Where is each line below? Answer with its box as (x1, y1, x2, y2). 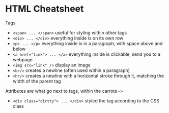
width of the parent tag (12, 78, 61, 84)
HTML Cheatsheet (5, 3, 84, 15)
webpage (12, 56, 33, 62)
